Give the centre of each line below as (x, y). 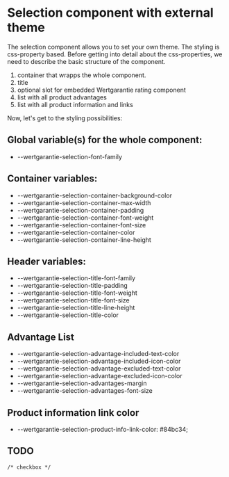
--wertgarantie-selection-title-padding (73, 286)
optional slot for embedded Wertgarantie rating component (101, 90)
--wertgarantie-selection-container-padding (80, 210)
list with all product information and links (75, 104)
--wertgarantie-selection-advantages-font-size (85, 391)
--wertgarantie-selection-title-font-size (73, 300)
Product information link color (73, 413)
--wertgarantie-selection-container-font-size (82, 225)
